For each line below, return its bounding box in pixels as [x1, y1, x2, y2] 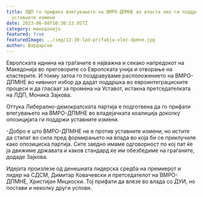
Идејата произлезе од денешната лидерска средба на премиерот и [6, 164, 181, 172]
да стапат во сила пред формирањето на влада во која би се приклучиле [6, 134, 196, 141]
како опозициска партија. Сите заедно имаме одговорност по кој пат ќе [6, 140, 193, 147]
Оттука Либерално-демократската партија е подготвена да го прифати [6, 103, 191, 110]
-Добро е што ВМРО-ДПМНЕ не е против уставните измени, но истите [6, 128, 190, 135]
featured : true [6, 31, 45, 37]
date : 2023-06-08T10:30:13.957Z [6, 20, 88, 26]
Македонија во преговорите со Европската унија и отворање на [6, 65, 173, 73]
